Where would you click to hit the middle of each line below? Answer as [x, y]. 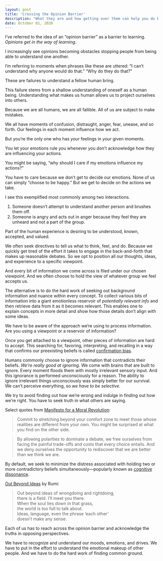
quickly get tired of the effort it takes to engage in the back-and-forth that [79, 251]
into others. [16, 101]
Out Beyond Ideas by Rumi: [32, 484]
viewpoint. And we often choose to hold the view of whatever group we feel [81, 276]
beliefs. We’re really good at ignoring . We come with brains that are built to [80, 365]
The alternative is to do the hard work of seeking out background [70, 291]
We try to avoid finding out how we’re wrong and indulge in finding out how [80, 395]
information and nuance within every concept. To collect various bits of [76, 296]
